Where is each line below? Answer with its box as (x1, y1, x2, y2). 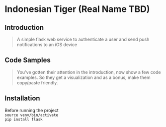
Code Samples (4, 56, 51, 64)
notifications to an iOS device (16, 42, 78, 48)
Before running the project (4, 107, 59, 113)
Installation (4, 94, 40, 103)
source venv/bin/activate (4, 113, 58, 118)
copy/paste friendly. (16, 79, 58, 85)
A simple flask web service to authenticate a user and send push (16, 36, 150, 42)
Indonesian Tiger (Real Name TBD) (4, 3, 150, 15)
